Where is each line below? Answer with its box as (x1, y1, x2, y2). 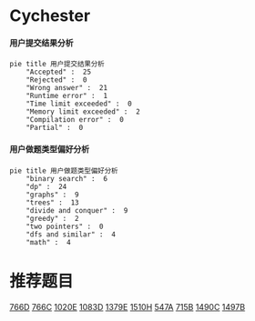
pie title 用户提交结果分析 (9, 60, 105, 69)
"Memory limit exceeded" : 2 (25, 107, 141, 116)
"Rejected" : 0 (25, 75, 88, 85)
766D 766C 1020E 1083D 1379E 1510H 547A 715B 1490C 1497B (9, 301, 246, 312)
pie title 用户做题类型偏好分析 (9, 166, 118, 176)
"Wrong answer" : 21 (25, 84, 107, 93)
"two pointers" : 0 (25, 222, 104, 231)
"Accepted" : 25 (25, 67, 92, 77)
